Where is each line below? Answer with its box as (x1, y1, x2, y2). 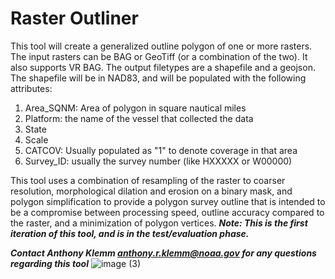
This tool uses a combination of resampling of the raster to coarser (10, 174, 286, 186)
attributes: (10, 82, 53, 94)
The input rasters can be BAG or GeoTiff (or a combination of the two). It (10, 50, 308, 62)
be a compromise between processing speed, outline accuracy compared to (10, 206, 325, 218)
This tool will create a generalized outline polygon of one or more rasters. (10, 40, 313, 52)
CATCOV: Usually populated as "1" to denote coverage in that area (24, 144, 298, 156)
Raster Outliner (10, 7, 139, 30)
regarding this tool (10, 257, 89, 269)
